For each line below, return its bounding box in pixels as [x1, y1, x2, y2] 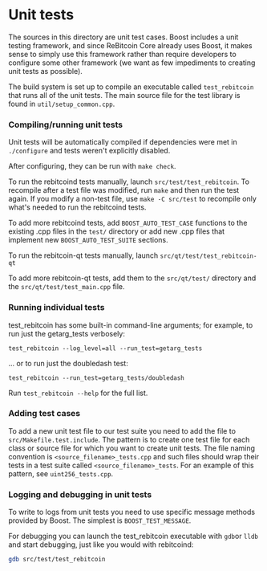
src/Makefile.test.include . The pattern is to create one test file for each [8, 434, 250, 444]
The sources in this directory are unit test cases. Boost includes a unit [8, 32, 239, 42]
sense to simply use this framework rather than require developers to [8, 49, 237, 59]
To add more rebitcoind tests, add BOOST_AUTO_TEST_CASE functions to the [8, 218, 248, 228]
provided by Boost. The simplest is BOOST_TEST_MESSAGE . [8, 516, 192, 525]
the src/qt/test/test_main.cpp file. [8, 282, 126, 292]
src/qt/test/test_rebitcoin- [160, 252, 257, 260]
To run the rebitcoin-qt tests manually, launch [8, 251, 159, 260]
